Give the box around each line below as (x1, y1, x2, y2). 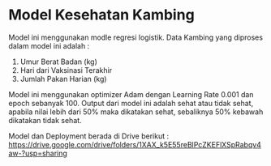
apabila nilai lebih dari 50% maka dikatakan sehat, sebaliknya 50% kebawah (8, 107, 264, 117)
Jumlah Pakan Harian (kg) (19, 74, 107, 83)
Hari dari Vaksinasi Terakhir (19, 65, 112, 74)
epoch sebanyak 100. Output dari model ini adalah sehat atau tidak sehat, (8, 98, 254, 108)
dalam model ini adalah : (8, 40, 90, 50)
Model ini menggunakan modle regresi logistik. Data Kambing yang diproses (8, 32, 264, 42)
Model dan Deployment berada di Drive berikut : (8, 131, 169, 141)
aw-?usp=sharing (8, 148, 67, 158)
